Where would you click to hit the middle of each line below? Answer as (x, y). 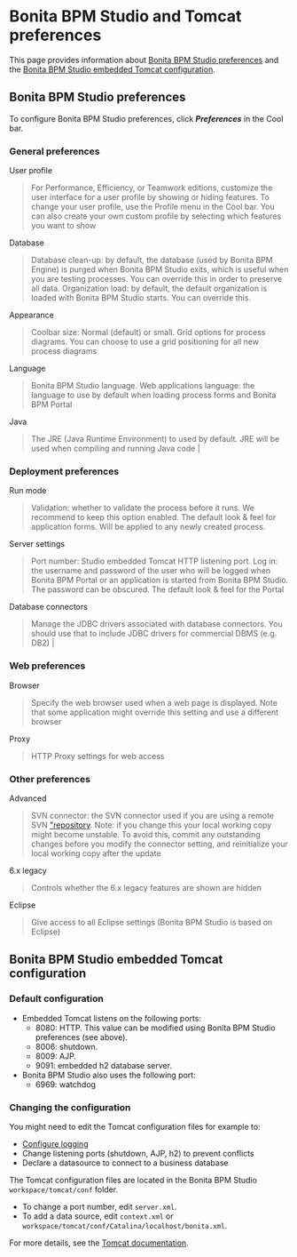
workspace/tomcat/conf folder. (64, 1189)
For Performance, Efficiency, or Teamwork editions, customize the (152, 188)
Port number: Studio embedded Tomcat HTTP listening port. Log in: (154, 561)
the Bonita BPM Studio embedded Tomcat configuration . (112, 69)
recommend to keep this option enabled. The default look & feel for (153, 517)
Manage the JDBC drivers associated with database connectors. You (156, 624)
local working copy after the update (96, 853)
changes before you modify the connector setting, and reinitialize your (159, 844)
